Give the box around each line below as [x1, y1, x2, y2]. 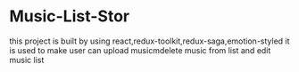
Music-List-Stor [9, 6, 130, 27]
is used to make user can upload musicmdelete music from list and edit [9, 44, 271, 55]
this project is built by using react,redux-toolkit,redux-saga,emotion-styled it [9, 36, 290, 46]
